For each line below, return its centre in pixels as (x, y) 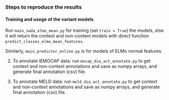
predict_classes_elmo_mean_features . (45, 41)
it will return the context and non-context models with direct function (77, 36)
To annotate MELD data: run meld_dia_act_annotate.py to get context (85, 82)
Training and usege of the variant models (49, 19)
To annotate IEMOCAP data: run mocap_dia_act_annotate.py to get (81, 61)
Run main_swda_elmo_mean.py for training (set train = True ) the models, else (84, 30)
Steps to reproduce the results (44, 7)
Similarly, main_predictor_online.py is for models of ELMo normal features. (84, 51)
